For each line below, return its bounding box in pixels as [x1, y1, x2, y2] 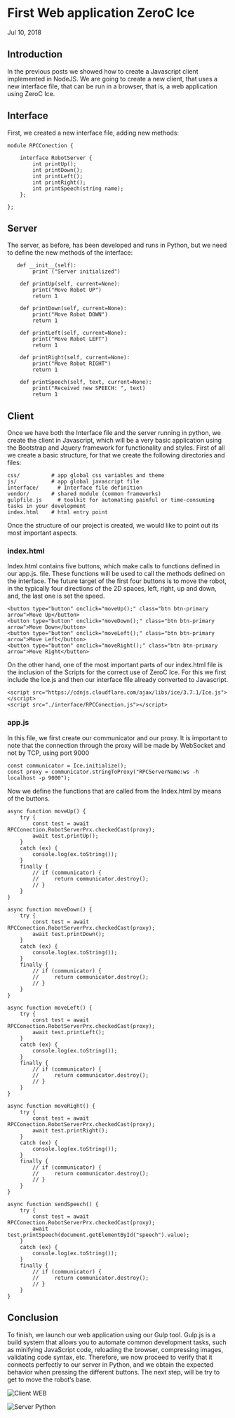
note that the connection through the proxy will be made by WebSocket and [7, 741, 226, 749]
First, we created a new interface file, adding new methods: [7, 128, 180, 137]
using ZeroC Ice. [7, 89, 55, 98]
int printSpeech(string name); [32, 185, 124, 192]
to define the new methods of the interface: [7, 248, 133, 257]
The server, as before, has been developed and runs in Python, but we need [7, 241, 227, 250]
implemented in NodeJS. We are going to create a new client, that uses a [7, 74, 218, 83]
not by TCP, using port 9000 [7, 749, 90, 757]
